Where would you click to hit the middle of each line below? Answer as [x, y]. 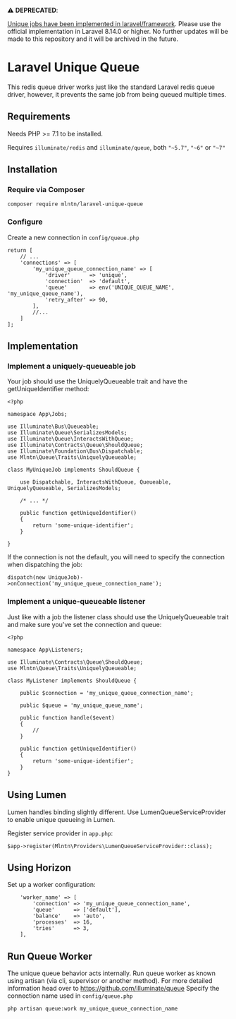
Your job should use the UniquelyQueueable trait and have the [98, 381]
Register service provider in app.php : [60, 833]
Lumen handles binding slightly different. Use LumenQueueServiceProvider [117, 812]
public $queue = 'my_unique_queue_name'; [81, 705]
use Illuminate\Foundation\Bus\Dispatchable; [75, 451]
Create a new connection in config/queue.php [73, 237]
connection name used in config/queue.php [70, 996]
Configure [25, 222]
